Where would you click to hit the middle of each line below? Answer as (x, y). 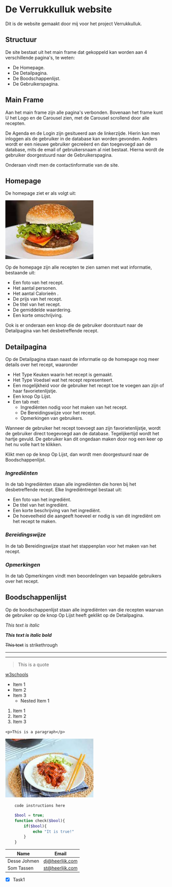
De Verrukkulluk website (59, 9)
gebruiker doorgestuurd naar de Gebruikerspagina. (59, 155)
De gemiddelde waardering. (42, 310)
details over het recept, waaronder (42, 365)
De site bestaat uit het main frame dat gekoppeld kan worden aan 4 (76, 52)
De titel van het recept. (37, 305)
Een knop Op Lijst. (32, 396)
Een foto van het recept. (38, 283)
